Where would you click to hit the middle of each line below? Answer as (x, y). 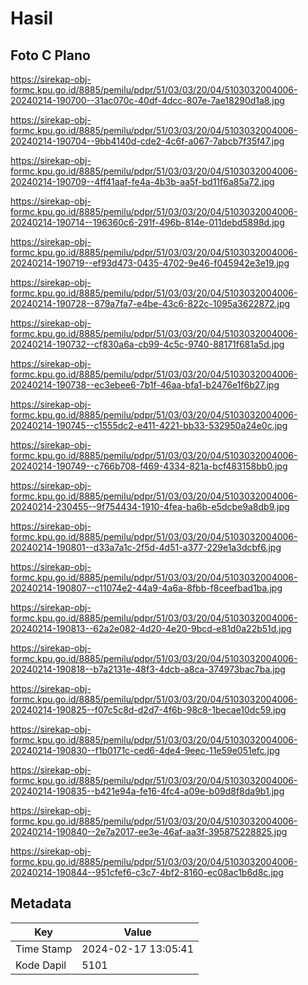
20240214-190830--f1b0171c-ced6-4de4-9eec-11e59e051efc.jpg (145, 750)
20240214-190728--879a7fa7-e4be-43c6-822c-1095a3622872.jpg (150, 303)
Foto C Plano (50, 55)
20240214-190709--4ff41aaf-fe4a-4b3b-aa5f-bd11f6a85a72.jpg (142, 181)
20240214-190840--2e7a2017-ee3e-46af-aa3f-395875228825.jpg (149, 831)
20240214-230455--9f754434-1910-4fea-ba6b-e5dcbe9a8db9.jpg (150, 506)
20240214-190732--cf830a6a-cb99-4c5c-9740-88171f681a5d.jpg (147, 344)
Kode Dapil (41, 965)
